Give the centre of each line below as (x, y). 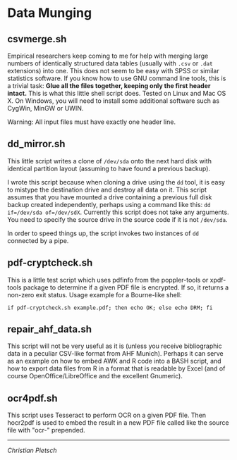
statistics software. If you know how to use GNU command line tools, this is (117, 78)
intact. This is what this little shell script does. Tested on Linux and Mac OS (117, 93)
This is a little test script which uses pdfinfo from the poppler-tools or (108, 280)
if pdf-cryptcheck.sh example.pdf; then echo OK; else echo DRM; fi (110, 308)
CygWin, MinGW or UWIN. (45, 108)
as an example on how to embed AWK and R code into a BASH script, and (114, 361)
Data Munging (50, 13)
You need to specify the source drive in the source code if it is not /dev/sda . (117, 219)
